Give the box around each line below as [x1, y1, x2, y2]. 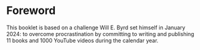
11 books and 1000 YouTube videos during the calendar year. [6, 37, 159, 44]
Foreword [6, 4, 56, 18]
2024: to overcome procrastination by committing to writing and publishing [6, 30, 195, 37]
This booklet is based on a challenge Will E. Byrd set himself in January [6, 24, 186, 31]
